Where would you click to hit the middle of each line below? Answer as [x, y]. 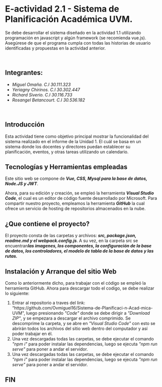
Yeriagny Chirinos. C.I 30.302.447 [46, 89]
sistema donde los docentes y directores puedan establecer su [68, 146]
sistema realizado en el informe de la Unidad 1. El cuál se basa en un [73, 141]
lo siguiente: [17, 293]
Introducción [25, 125]
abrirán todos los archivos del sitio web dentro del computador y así [80, 329]
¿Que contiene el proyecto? [47, 224]
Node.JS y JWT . [22, 184]
